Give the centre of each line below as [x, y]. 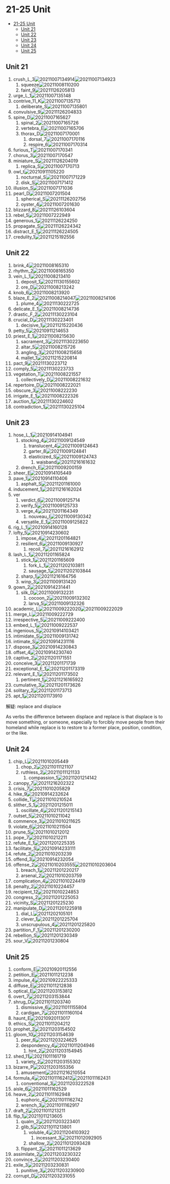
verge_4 [29, 511]
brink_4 [21, 265]
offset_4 [22, 652]
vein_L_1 [22, 276]
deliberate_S [34, 106]
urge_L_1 [22, 95]
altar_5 [28, 347]
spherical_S [33, 199]
